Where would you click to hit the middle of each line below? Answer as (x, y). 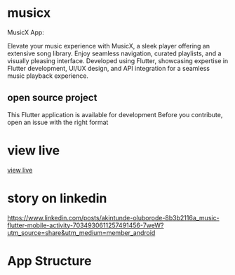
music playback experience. (48, 76)
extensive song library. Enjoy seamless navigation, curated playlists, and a (114, 53)
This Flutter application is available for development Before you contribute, (115, 114)
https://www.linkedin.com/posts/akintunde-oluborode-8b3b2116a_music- (113, 217)
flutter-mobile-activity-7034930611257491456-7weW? (86, 225)
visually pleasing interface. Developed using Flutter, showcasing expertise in (118, 60)
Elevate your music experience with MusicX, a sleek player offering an (109, 46)
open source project (52, 98)
